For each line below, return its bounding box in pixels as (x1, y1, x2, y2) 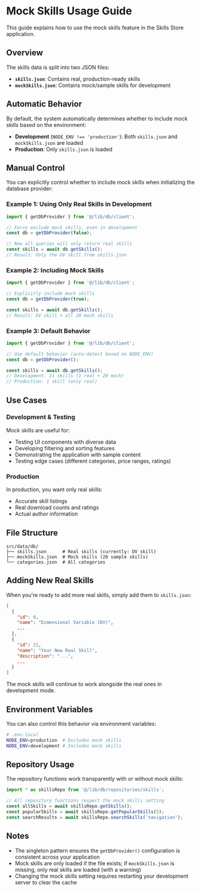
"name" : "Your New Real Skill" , (17, 647, 98, 653)
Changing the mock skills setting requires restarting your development (14, 872, 188, 880)
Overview (6, 48, 44, 58)
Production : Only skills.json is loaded (14, 146, 112, 153)
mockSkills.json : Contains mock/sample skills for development (14, 81, 171, 89)
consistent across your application (14, 853, 100, 860)
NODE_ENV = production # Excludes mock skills (6, 737, 121, 743)
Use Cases (6, 395, 47, 405)
